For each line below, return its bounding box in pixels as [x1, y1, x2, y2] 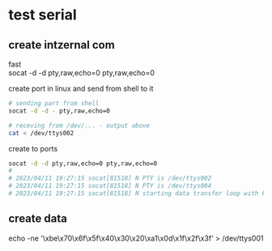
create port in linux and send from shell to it [8, 83, 154, 93]
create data [8, 212, 67, 226]
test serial [8, 6, 77, 24]
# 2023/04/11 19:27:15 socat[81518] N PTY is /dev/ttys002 [8, 174, 212, 183]
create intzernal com [8, 38, 115, 52]
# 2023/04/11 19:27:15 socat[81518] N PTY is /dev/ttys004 [8, 182, 212, 190]
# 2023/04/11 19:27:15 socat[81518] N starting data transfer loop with [8, 189, 259, 198]
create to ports [8, 143, 58, 153]
